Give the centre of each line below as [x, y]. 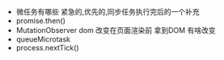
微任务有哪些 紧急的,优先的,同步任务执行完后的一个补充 [108, 12]
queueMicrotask [43, 39]
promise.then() [41, 21]
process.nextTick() [47, 48]
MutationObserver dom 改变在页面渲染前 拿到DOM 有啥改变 [116, 30]
